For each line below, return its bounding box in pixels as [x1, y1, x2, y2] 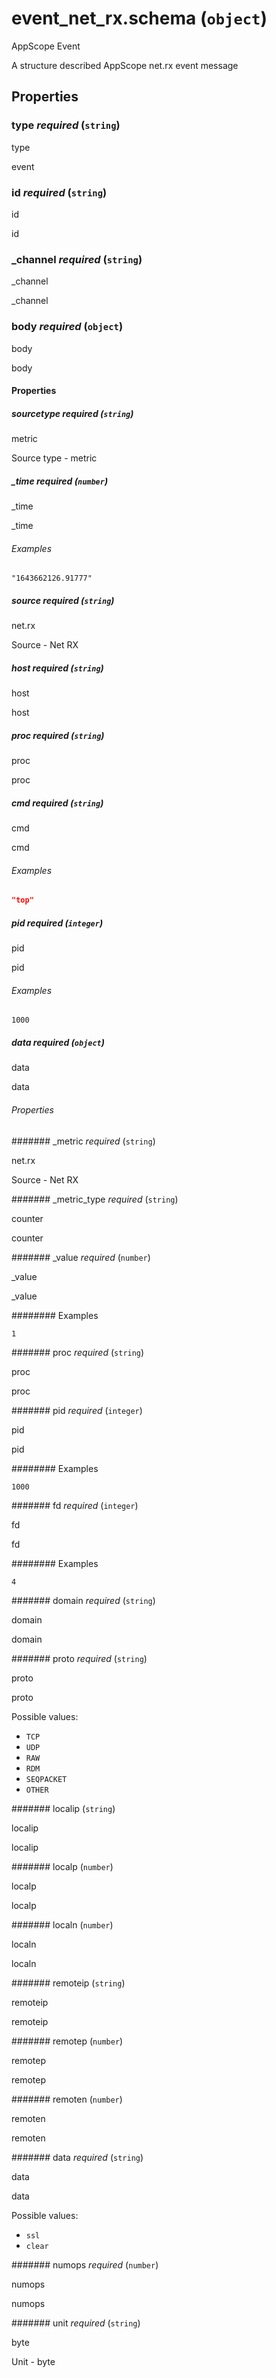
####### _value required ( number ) [11, 1251, 151, 1263]
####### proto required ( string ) [11, 1652, 148, 1664]
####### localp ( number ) [11, 1860, 114, 1872]
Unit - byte [11, 2355, 56, 2367]
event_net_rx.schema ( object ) [11, 7, 268, 30]
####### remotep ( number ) [11, 2035, 124, 2047]
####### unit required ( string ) [11, 2317, 141, 2329]
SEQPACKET [25, 1774, 68, 1784]
